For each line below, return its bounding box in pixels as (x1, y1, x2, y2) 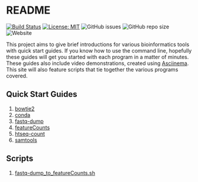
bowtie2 (14, 105, 35, 112)
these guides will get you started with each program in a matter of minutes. (6, 53, 189, 60)
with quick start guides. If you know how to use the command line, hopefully (6, 47, 192, 54)
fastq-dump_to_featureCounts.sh (14, 169, 96, 176)
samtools (14, 136, 37, 144)
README (6, 4, 51, 17)
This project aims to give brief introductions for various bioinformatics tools (6, 41, 190, 48)
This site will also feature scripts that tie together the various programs (6, 66, 178, 73)
